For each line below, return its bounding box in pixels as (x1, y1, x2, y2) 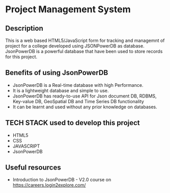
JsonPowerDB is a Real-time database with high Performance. (12, 82, 144, 88)
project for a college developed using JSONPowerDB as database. (5, 43, 145, 49)
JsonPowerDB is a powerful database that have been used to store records (5, 49, 163, 54)
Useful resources (5, 163, 61, 172)
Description (5, 24, 43, 33)
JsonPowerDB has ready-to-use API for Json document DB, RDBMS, (12, 93, 157, 99)
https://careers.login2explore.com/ (12, 182, 86, 188)
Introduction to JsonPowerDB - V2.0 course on (12, 177, 111, 183)
